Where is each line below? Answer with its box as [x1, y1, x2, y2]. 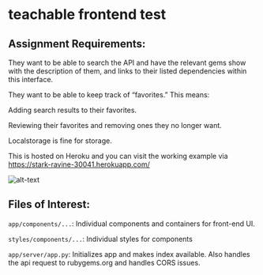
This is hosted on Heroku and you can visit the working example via [8, 152, 228, 160]
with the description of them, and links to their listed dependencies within [8, 66, 247, 76]
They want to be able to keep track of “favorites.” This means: [8, 90, 210, 100]
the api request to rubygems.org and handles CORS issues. [8, 258, 201, 267]
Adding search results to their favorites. [8, 105, 137, 115]
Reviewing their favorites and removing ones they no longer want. [8, 121, 223, 130]
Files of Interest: [8, 198, 91, 211]
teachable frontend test [8, 6, 167, 24]
